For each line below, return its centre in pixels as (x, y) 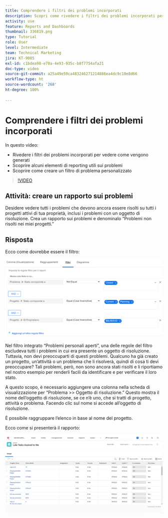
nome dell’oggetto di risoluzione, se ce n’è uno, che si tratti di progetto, (78, 398)
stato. (11, 377)
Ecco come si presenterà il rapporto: (43, 428)
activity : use (20, 21)
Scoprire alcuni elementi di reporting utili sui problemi (67, 165)
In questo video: (22, 145)
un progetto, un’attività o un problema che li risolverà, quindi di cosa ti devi (82, 362)
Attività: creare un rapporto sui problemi (69, 196)
